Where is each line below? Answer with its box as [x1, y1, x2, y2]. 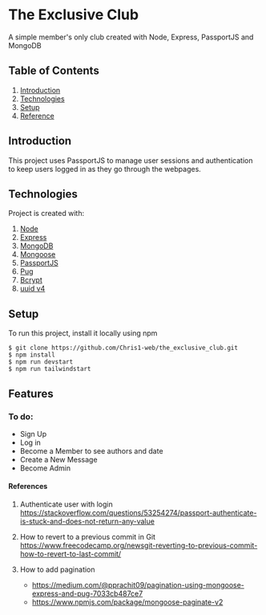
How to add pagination [19, 564, 95, 575]
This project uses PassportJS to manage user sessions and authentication [8, 155, 253, 165]
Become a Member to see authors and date [19, 446, 163, 455]
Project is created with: [8, 209, 85, 218]
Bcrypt [19, 275, 42, 285]
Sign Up [19, 429, 46, 438]
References [8, 482, 48, 491]
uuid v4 [19, 283, 46, 294]
